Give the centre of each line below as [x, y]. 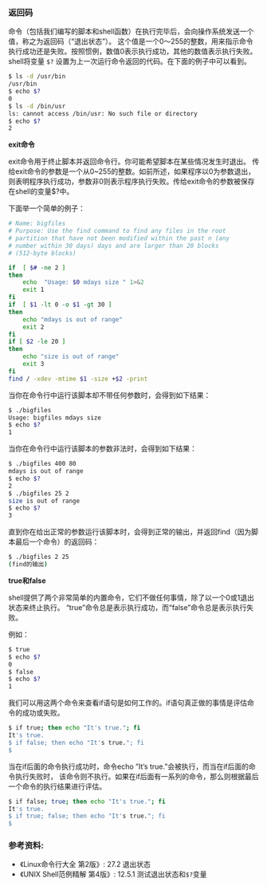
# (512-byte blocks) [43, 253]
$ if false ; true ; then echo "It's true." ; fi [87, 801]
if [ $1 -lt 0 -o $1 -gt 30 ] [60, 305]
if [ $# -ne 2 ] [37, 268]
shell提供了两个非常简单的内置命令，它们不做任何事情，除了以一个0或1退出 [132, 597]
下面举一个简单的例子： [47, 208]
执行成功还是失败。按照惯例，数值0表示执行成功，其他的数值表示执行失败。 [133, 51]
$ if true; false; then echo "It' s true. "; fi [87, 816]
